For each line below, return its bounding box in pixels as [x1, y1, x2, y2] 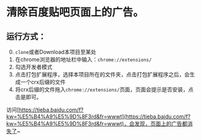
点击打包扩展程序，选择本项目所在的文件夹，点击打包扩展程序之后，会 [14, 71, 190, 78]
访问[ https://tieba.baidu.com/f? [6, 106, 84, 113]
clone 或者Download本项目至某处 [14, 49, 97, 55]
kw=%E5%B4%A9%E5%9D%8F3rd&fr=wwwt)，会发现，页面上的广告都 [6, 120, 188, 127]
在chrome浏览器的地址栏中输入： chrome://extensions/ [14, 56, 152, 63]
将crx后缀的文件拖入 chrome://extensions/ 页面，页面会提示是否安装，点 [14, 86, 194, 93]
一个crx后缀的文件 [20, 79, 66, 85]
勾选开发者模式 [14, 64, 53, 70]
